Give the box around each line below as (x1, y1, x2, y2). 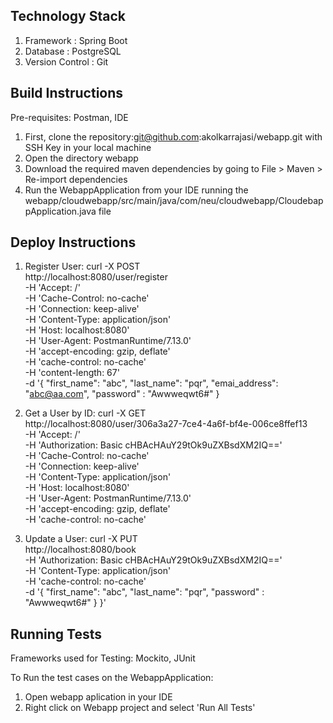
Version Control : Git (24, 55, 109, 68)
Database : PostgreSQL (24, 45, 122, 57)
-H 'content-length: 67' (24, 367, 120, 379)
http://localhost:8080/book (24, 544, 137, 556)
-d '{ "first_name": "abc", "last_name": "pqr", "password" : (24, 586, 265, 598)
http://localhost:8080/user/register (24, 271, 168, 283)
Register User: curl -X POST (24, 260, 141, 273)
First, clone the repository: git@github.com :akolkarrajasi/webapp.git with (24, 130, 323, 143)
